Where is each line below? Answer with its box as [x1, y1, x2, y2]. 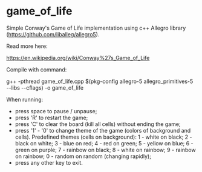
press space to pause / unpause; [15, 107, 97, 114]
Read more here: [6, 42, 48, 50]
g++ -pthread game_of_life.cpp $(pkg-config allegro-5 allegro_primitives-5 [6, 78, 194, 85]
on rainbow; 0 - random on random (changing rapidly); [15, 153, 151, 160]
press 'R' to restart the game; [15, 114, 88, 121]
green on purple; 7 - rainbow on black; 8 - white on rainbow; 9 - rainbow [15, 146, 196, 153]
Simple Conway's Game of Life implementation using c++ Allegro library [6, 24, 186, 31]
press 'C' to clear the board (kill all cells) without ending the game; [15, 120, 181, 128]
